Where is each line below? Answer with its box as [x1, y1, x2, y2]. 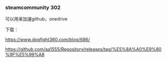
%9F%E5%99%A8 [5, 51, 45, 57]
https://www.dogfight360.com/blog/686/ [5, 36, 91, 42]
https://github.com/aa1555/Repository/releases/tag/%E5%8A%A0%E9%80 [5, 46, 162, 52]
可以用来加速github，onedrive [5, 16, 68, 22]
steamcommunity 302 [5, 4, 61, 11]
